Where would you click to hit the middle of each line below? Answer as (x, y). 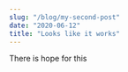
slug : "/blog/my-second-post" (65, 17)
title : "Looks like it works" (65, 33)
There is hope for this (48, 59)
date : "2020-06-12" (45, 25)
